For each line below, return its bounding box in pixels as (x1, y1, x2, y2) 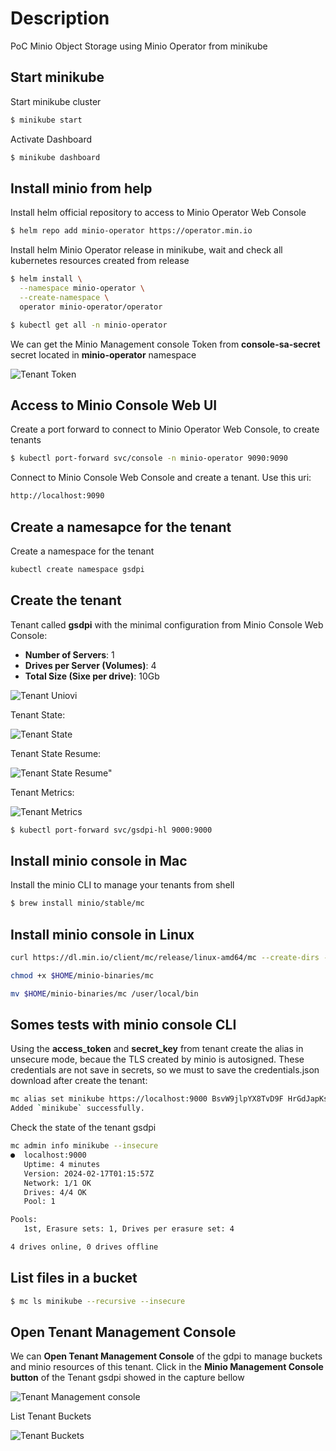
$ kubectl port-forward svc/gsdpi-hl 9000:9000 (10, 825, 213, 835)
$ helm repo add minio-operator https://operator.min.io (10, 226, 253, 236)
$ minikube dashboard (10, 152, 101, 162)
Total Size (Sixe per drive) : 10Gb (24, 670, 160, 682)
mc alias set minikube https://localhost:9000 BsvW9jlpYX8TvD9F (10, 1094, 284, 1104)
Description (10, 7, 110, 30)
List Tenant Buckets (10, 1410, 92, 1422)
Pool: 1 (23, 1197, 56, 1207)
